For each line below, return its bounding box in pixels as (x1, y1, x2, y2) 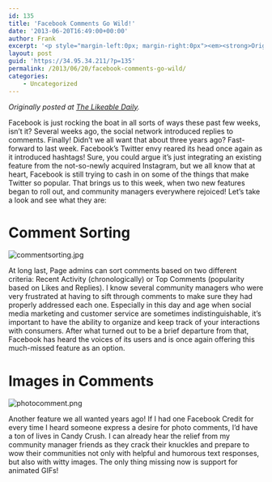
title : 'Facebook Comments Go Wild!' (8, 19, 136, 28)
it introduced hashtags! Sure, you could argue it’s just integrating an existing (8, 151, 261, 162)
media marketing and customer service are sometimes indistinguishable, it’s (8, 309, 261, 318)
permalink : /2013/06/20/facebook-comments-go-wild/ (8, 65, 186, 73)
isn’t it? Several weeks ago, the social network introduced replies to (8, 126, 233, 136)
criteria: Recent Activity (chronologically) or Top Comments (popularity (8, 275, 244, 284)
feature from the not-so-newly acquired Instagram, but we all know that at (8, 160, 256, 170)
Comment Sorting (8, 224, 131, 241)
